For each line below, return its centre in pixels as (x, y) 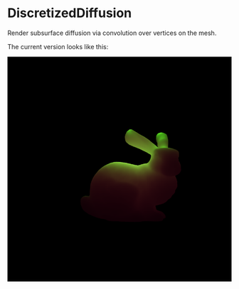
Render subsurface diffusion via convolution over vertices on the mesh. (112, 33)
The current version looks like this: (58, 46)
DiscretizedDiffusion (70, 13)
